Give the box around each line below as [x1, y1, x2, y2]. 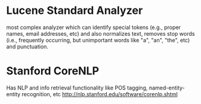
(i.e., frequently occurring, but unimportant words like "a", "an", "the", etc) [6, 36, 190, 44]
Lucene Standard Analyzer [6, 4, 143, 18]
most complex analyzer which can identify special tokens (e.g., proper [6, 24, 181, 31]
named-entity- [148, 84, 185, 91]
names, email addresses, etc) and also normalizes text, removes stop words [6, 30, 195, 37]
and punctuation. [6, 43, 49, 50]
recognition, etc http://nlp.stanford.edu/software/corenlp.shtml [22, 90, 178, 97]
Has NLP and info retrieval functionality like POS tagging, [6, 84, 148, 91]
